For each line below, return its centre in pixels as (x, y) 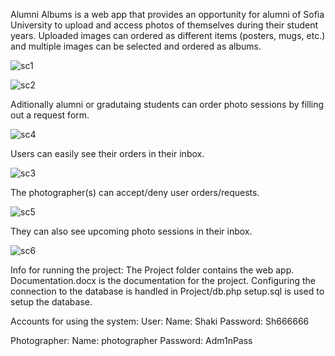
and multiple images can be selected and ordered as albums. (136, 46)
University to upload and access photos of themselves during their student (164, 25)
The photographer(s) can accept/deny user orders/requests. (135, 192)
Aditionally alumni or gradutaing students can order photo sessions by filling (167, 104)
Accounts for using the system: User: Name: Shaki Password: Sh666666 (160, 321)
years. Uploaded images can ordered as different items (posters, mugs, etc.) (168, 35)
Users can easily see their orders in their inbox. (107, 153)
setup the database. (51, 302)
